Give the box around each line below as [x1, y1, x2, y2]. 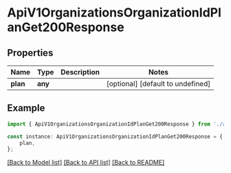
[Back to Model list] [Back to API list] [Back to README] [7, 159, 165, 167]
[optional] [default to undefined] [106, 79, 211, 88]
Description [60, 68, 100, 77]
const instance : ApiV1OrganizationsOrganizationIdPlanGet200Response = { [7, 133, 223, 140]
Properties [7, 47, 54, 59]
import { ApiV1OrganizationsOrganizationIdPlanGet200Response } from [7, 121, 211, 128]
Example [7, 102, 45, 114]
